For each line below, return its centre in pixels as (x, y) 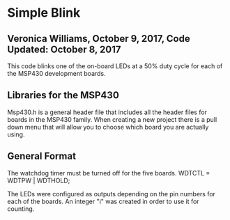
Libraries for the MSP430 (63, 95)
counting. (21, 209)
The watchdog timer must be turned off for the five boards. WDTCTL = (109, 173)
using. (16, 134)
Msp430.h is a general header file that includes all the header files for (107, 112)
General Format (42, 156)
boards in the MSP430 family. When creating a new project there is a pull (112, 119)
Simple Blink (44, 13)
